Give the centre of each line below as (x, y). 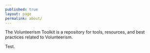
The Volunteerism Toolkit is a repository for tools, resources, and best (75, 32)
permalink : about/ (24, 18)
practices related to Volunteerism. (39, 37)
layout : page (18, 14)
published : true (21, 9)
